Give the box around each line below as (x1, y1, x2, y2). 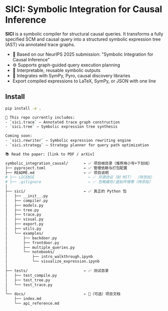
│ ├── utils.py (5, 226, 42, 231)
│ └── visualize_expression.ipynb (5, 259, 100, 264)
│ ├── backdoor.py (5, 235, 57, 241)
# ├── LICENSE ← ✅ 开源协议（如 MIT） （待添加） (5, 175, 154, 180)
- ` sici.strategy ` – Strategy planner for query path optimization (5, 143, 149, 148)
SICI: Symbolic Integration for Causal (5, 4, 162, 15)
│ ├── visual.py (5, 217, 44, 222)
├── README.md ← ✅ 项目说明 (5, 170, 109, 175)
